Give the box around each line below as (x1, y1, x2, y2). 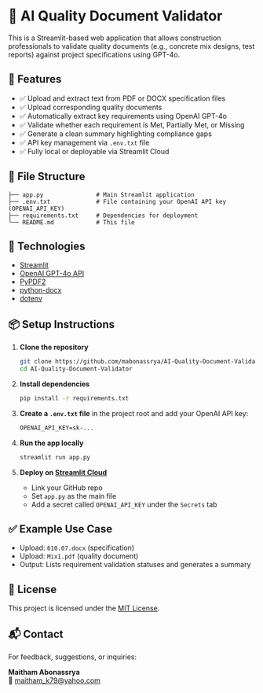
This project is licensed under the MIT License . (8, 603, 160, 613)
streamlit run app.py (19, 453, 90, 461)
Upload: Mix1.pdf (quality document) (19, 551, 139, 561)
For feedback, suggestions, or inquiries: (8, 652, 137, 662)
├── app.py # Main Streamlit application (8, 190, 195, 199)
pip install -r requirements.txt (19, 394, 130, 402)
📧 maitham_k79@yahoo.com (8, 676, 100, 685)
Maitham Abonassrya (8, 668, 80, 676)
